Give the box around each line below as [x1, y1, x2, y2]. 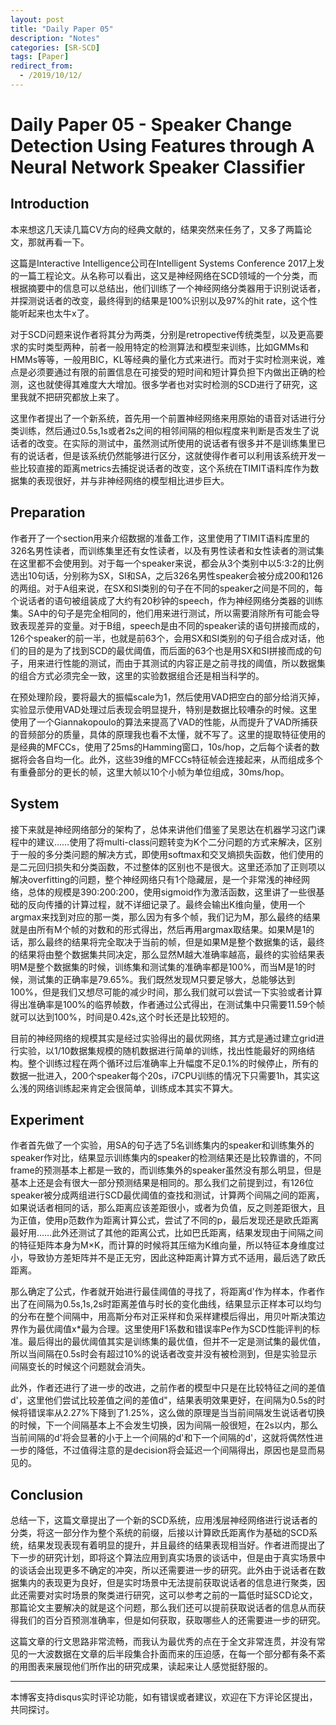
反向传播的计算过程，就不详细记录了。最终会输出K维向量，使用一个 [27, 898, 306, 910]
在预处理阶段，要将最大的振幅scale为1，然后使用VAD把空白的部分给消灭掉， [10, 691, 326, 703]
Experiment [10, 1111, 85, 1128]
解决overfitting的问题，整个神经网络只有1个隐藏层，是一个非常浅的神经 [10, 873, 302, 885]
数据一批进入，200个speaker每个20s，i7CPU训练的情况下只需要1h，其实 [10, 1069, 312, 1081]
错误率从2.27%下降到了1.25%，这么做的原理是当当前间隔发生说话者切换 [27, 1407, 326, 1419]
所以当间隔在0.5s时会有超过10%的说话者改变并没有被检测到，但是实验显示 [10, 1348, 318, 1360]
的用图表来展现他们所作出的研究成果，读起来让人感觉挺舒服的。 [10, 1661, 273, 1673]
